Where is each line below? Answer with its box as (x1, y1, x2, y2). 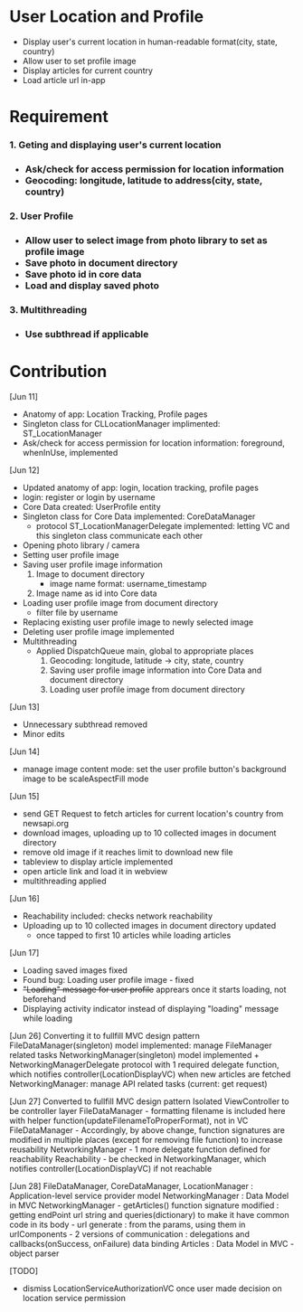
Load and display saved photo (24, 278, 160, 291)
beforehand (22, 993, 66, 1005)
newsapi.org (22, 817, 70, 828)
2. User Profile (9, 210, 74, 222)
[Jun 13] (9, 701, 41, 712)
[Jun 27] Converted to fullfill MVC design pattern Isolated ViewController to (9, 1096, 289, 1107)
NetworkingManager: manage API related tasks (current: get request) (9, 1078, 269, 1089)
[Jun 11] (9, 391, 39, 401)
